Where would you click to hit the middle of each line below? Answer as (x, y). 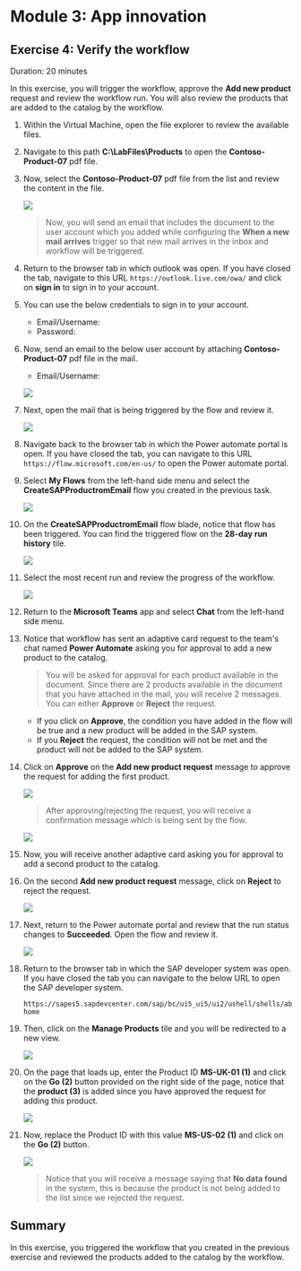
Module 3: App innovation (108, 17)
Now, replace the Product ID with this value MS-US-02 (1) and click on (153, 1135)
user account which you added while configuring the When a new (168, 232)
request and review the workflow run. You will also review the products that (149, 98)
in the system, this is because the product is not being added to (163, 1188)
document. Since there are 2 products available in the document (164, 684)
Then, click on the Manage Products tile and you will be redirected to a (155, 1029)
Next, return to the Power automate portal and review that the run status (156, 925)
